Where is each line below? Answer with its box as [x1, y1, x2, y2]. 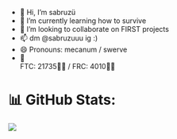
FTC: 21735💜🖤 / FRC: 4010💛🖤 [19, 62, 116, 71]
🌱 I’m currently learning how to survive [19, 16, 147, 25]
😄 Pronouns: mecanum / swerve [19, 44, 128, 54]
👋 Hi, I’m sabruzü [19, 8, 76, 17]
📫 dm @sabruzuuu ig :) [19, 33, 98, 43]
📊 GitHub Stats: [8, 91, 117, 109]
